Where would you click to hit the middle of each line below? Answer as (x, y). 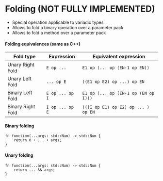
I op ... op (60, 107)
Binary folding (20, 126)
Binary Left (20, 93)
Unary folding (19, 155)
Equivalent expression (119, 57)
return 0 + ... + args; (38, 140)
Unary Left (19, 79)
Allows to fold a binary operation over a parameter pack (68, 27)
